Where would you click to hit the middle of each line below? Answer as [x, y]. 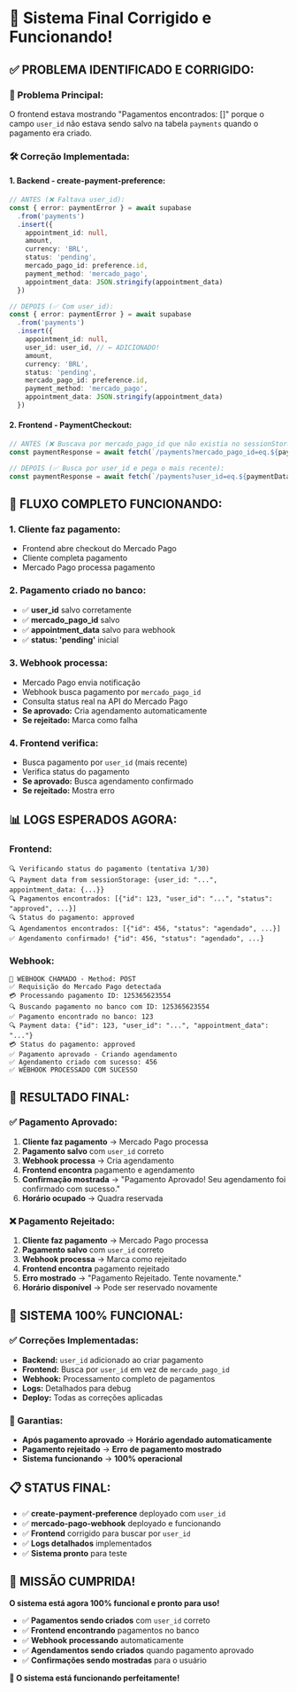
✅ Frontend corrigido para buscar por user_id [106, 1533]
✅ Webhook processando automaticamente [103, 1640]
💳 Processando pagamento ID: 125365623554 [90, 996]
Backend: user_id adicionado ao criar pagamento [113, 1360]
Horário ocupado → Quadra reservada [92, 1198]
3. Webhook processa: [59, 663]
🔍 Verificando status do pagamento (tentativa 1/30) [110, 869]
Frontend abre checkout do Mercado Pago [99, 549]
